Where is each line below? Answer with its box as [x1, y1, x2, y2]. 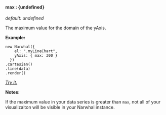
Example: [5, 35, 26, 41]
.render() [5, 71, 26, 76]
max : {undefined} [5, 4, 45, 10]
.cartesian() [5, 62, 33, 67]
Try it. [5, 79, 18, 85]
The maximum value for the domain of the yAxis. [5, 25, 106, 31]
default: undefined [5, 15, 44, 21]
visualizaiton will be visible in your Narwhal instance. [5, 104, 115, 110]
